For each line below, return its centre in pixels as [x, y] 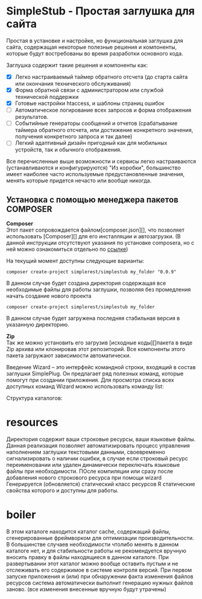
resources [32, 423]
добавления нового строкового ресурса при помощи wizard [84, 478]
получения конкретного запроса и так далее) [74, 136]
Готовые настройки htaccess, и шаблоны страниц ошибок [90, 103]
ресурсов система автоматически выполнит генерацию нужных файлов [100, 583]
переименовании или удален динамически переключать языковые [93, 465]
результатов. [32, 117]
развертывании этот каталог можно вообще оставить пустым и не [92, 563]
